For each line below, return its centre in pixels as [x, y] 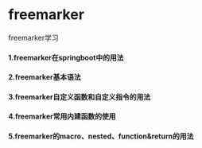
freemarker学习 [33, 37]
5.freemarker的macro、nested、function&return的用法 [101, 136]
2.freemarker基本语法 [45, 77]
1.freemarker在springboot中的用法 [66, 57]
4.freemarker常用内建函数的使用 [62, 116]
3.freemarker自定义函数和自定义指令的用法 [80, 96]
